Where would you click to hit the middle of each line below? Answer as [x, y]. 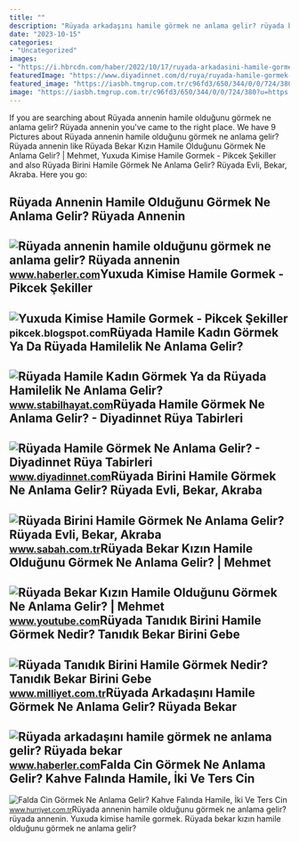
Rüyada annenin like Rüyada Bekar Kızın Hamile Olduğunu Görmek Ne [137, 146]
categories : [31, 42]
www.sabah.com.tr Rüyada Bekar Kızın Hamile [131, 548]
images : [24, 59]
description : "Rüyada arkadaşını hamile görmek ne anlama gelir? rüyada [147, 26]
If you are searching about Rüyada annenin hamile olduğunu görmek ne [140, 118]
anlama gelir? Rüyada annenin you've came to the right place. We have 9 [142, 127]
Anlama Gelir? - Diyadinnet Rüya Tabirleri [126, 418]
